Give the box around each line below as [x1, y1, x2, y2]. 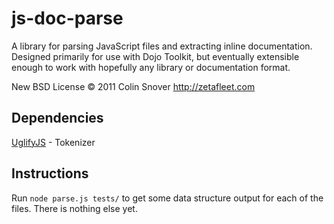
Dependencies [11, 110, 104, 127]
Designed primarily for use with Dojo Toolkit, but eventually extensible [11, 50, 300, 62]
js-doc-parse [11, 7, 124, 30]
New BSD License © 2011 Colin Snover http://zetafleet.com [11, 80, 256, 92]
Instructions [11, 165, 89, 182]
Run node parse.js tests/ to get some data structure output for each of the [11, 192, 324, 204]
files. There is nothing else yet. [11, 202, 138, 214]
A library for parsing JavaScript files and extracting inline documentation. [11, 40, 313, 52]
